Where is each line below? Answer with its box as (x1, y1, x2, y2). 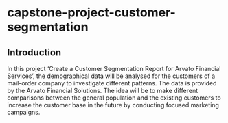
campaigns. (7, 108, 41, 116)
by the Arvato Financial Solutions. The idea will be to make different (7, 87, 198, 94)
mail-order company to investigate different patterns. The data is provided (7, 79, 217, 87)
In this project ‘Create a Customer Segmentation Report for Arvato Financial (7, 65, 221, 72)
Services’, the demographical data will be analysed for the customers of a (7, 72, 216, 80)
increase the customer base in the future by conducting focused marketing (7, 101, 220, 109)
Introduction (7, 46, 62, 58)
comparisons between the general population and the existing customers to (7, 94, 221, 102)
